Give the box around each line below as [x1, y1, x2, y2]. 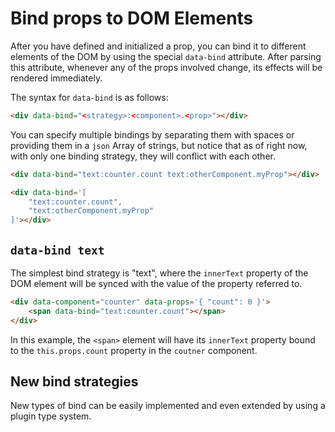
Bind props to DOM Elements [10, 7, 254, 30]
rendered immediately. [10, 72, 103, 84]
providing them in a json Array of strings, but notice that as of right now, [10, 139, 308, 151]
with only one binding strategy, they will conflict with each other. [10, 150, 276, 162]
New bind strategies [10, 373, 139, 391]
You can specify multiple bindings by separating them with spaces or [10, 128, 295, 141]
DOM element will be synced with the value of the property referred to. [10, 278, 303, 289]
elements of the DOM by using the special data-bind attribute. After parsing [10, 50, 322, 62]
